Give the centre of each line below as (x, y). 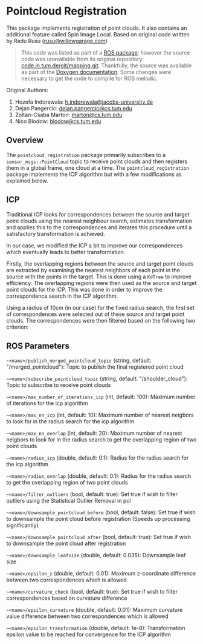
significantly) (22, 525)
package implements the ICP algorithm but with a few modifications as (94, 174)
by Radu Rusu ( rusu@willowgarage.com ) (57, 41)
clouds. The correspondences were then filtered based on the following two (101, 320)
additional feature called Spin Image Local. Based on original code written (98, 34)
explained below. (27, 181)
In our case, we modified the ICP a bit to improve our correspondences (95, 245)
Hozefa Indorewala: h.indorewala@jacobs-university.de (84, 102)
